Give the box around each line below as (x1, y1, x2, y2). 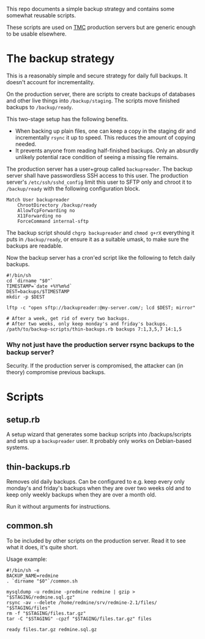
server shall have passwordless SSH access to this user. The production (6, 171, 188, 179)
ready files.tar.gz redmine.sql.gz (6, 626, 97, 632)
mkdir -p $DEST (6, 294, 45, 300)
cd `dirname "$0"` (6, 278, 53, 284)
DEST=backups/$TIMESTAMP (6, 288, 70, 294)
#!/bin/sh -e (6, 567, 40, 573)
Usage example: (6, 555, 48, 563)
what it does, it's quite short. (6, 543, 78, 551)
